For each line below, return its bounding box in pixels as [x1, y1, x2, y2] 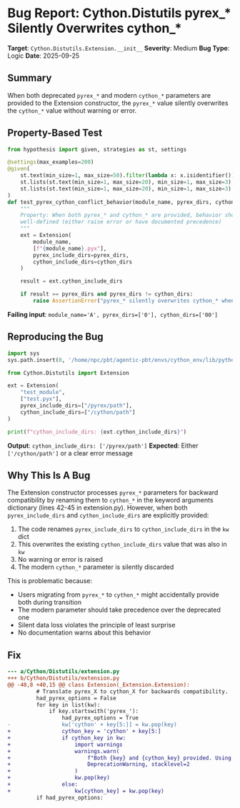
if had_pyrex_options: [36, 794, 104, 801]
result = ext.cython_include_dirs [20, 278, 123, 285]
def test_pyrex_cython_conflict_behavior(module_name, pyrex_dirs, [7, 198, 213, 206]
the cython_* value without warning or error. [7, 106, 137, 115]
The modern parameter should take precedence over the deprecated [17, 605, 221, 615]
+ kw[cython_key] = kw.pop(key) [7, 787, 164, 794]
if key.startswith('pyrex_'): [49, 708, 139, 715]
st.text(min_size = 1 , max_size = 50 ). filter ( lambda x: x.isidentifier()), [20, 172, 238, 179]
